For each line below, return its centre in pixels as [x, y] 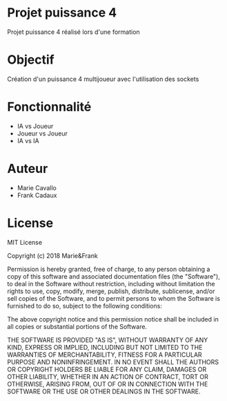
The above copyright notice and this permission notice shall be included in [113, 319]
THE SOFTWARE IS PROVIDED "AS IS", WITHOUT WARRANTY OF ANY [108, 339]
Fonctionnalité [49, 107]
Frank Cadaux [37, 195]
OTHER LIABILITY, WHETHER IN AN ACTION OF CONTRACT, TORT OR [108, 376]
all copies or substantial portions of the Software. [77, 326]
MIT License [25, 242]
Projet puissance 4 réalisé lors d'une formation [73, 32]
